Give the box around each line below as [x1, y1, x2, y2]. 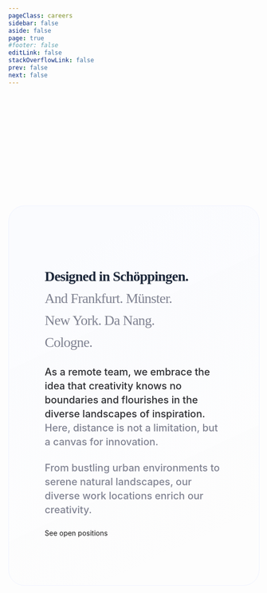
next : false [8, 71, 48, 79]
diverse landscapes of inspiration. [45, 408, 206, 420]
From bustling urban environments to [45, 461, 221, 475]
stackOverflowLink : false [8, 57, 94, 65]
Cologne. [45, 333, 93, 350]
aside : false [8, 26, 52, 34]
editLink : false [8, 49, 62, 57]
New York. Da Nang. [45, 312, 155, 328]
